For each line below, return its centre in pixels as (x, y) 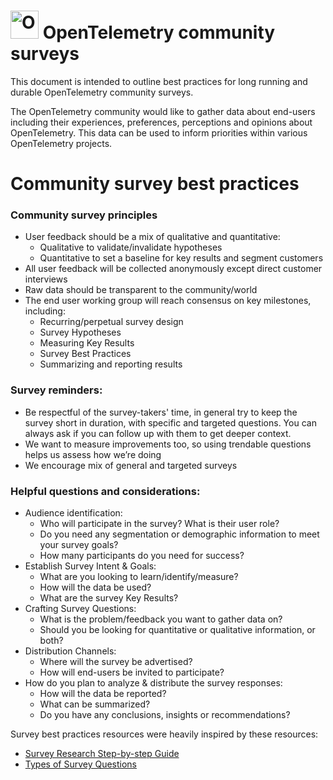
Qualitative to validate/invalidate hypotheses (131, 247)
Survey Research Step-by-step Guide (102, 754)
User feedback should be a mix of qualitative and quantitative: (152, 237)
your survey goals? (79, 545)
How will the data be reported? (103, 694)
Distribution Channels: (70, 651)
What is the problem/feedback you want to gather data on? (161, 619)
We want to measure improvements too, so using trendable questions (168, 444)
